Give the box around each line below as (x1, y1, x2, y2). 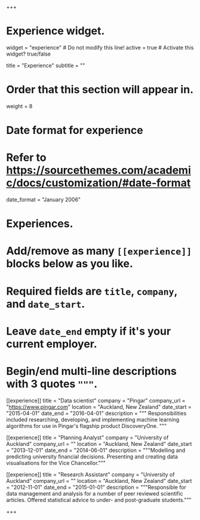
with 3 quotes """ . (6, 377, 98, 390)
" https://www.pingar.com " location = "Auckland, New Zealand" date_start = (6, 403, 192, 410)
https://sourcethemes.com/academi (6, 164, 191, 177)
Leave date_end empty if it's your (6, 324, 171, 338)
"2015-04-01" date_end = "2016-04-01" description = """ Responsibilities (6, 409, 187, 417)
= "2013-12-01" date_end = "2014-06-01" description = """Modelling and (6, 446, 186, 454)
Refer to (6, 151, 47, 164)
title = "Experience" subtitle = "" (6, 62, 85, 69)
